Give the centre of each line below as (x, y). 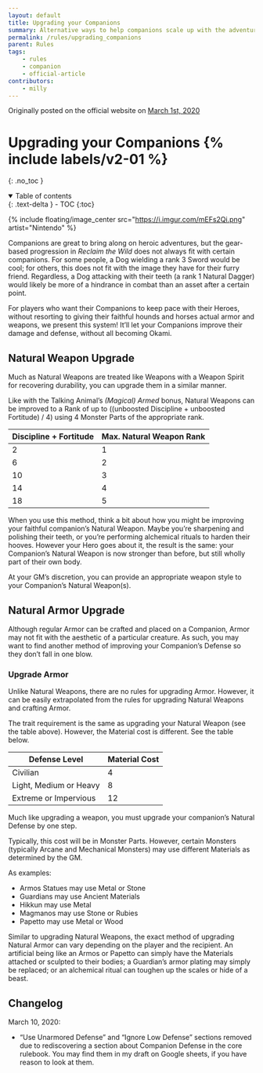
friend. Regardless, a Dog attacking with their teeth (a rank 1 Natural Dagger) (131, 276)
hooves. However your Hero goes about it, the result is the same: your (121, 546)
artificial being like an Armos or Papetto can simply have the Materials (121, 954)
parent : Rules (31, 45)
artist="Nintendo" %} (42, 228)
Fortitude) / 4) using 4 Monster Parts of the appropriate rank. (106, 418)
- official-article (54, 74)
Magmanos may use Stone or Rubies (79, 913)
